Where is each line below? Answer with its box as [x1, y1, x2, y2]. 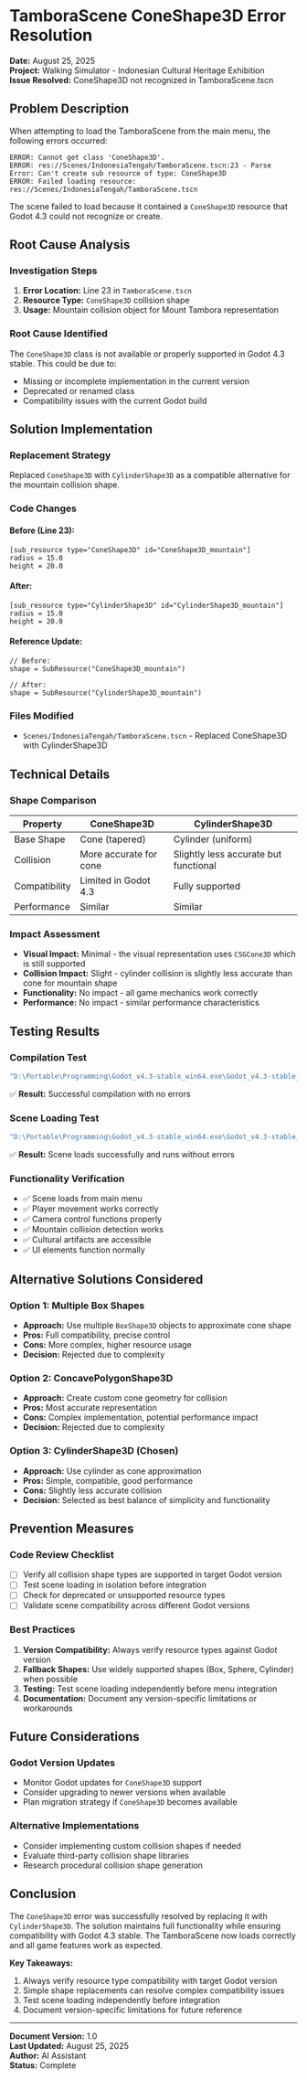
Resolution [9, 25, 93, 46]
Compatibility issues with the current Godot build [22, 395, 207, 406]
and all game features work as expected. [9, 1939, 163, 1950]
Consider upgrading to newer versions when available [22, 1787, 227, 1797]
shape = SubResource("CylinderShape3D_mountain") [9, 688, 203, 698]
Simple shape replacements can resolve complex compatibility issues [22, 1985, 285, 1996]
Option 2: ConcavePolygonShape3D [9, 1371, 174, 1384]
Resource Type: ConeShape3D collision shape [22, 294, 190, 306]
